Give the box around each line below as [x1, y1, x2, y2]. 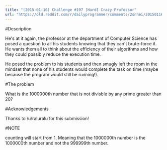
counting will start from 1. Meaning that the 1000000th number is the [5, 135, 146, 141]
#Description [5, 25, 32, 31]
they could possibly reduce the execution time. [5, 51, 101, 57]
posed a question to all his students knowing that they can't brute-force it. [5, 40, 157, 46]
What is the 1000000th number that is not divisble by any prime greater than [5, 91, 162, 97]
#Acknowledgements [5, 106, 49, 112]
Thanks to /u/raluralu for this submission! [5, 115, 89, 121]
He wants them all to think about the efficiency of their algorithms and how [5, 46, 158, 52]
